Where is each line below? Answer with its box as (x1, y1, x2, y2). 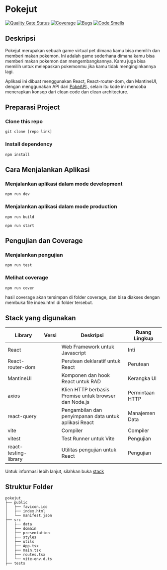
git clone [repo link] (5, 129, 52, 135)
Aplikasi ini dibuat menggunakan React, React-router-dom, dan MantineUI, (5, 78, 158, 84)
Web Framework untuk (61, 343, 114, 350)
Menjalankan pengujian (5, 252, 63, 259)
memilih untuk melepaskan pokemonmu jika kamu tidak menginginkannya (5, 63, 156, 69)
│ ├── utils (5, 539, 35, 544)
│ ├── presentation (5, 530, 50, 536)
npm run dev (5, 192, 30, 197)
